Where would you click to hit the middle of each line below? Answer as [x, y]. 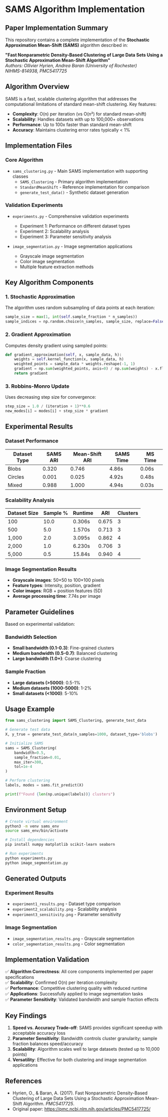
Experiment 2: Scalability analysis [54, 231]
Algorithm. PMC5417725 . [49, 1104]
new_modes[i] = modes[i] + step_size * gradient [57, 411]
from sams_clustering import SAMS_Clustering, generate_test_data [76, 721]
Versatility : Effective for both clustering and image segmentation [79, 1060]
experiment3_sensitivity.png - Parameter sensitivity [67, 915]
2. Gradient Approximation [38, 334]
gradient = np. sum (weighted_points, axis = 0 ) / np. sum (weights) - [84, 369]
